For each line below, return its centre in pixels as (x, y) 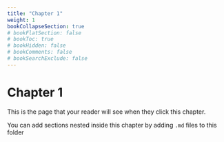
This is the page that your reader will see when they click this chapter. (106, 112)
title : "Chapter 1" (35, 13)
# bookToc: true (30, 39)
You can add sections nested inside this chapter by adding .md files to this (112, 125)
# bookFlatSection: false (44, 33)
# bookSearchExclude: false (48, 59)
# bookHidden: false (37, 45)
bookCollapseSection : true (46, 26)
